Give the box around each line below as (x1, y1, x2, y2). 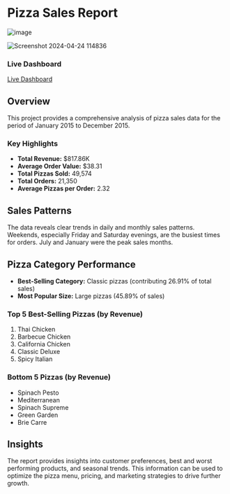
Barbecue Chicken (17, 332, 71, 341)
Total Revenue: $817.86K (17, 155, 91, 163)
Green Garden (17, 411, 59, 419)
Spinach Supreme (17, 403, 69, 411)
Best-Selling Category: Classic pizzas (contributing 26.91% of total (17, 276, 212, 285)
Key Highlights (7, 139, 58, 148)
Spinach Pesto (17, 388, 59, 397)
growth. (7, 479, 30, 488)
